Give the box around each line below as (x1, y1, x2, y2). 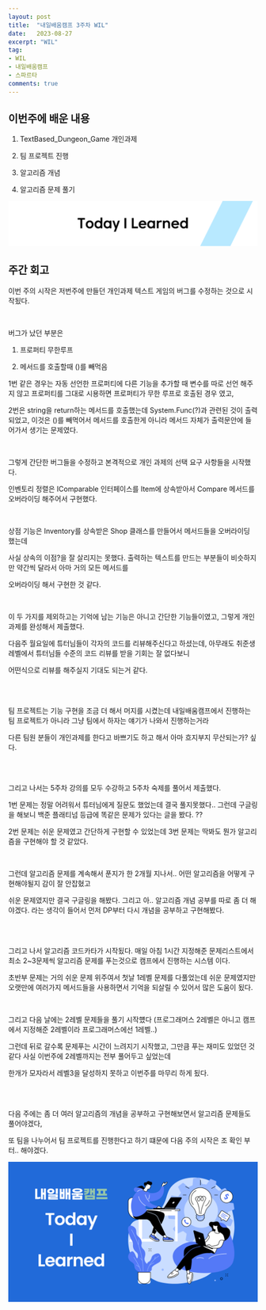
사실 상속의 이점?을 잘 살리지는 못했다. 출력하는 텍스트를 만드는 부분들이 (8, 553, 230, 562)
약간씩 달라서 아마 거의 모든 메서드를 (16, 562, 129, 572)
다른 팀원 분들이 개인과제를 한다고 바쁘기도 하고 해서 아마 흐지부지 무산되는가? (8, 733, 249, 742)
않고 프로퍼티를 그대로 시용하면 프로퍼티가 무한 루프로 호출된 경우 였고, (16, 388, 234, 398)
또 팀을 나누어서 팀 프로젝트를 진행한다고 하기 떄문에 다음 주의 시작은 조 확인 (8, 1135, 243, 1144)
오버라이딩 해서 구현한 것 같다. (8, 579, 101, 589)
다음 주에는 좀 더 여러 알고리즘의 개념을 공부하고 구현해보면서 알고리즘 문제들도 (8, 1109, 252, 1118)
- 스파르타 (8, 71, 38, 79)
